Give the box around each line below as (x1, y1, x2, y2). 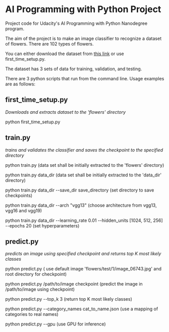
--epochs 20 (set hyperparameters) (5, 222, 80, 228)
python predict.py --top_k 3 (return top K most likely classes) (5, 296, 133, 302)
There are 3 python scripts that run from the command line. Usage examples (5, 75, 164, 81)
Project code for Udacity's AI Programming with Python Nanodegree (5, 20, 148, 26)
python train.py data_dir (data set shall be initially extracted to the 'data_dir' (5, 172, 162, 178)
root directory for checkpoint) (5, 271, 67, 277)
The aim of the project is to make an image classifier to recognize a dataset (5, 35, 162, 41)
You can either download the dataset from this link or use (5, 51, 125, 57)
